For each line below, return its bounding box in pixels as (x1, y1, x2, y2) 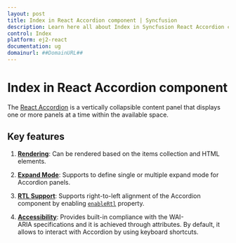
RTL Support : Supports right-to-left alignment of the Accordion (17, 191, 202, 200)
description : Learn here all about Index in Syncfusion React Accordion (7, 23, 225, 30)
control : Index (7, 29, 52, 37)
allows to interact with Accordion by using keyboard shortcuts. (17, 228, 199, 236)
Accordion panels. (17, 178, 71, 186)
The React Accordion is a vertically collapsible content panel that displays (7, 103, 221, 111)
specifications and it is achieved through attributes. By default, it (33, 220, 220, 228)
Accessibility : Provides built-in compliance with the (17, 212, 168, 221)
